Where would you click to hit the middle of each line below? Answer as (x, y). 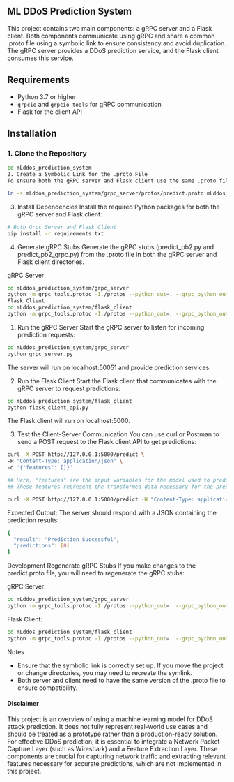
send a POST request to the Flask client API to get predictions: (107, 442)
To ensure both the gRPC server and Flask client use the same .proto (112, 181)
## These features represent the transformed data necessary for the (110, 487)
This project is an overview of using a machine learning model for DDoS (110, 719)
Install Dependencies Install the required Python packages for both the (119, 207)
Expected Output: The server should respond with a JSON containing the (112, 512)
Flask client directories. (51, 262)
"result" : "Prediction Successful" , (67, 539)
